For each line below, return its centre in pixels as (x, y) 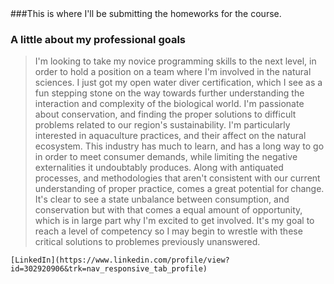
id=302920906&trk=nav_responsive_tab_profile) (109, 269)
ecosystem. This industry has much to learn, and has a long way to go (179, 146)
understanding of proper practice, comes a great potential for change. (179, 189)
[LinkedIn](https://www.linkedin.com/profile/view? (120, 260)
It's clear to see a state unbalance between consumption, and (162, 199)
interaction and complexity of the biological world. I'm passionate (169, 104)
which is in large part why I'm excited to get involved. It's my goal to (174, 221)
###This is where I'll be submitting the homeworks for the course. (146, 13)
